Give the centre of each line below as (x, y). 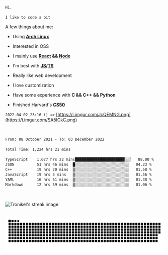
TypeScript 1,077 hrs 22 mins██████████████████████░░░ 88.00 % (80, 159)
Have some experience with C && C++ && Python (64, 95)
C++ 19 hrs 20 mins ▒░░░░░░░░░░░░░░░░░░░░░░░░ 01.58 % (78, 169)
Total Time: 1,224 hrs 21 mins (38, 149)
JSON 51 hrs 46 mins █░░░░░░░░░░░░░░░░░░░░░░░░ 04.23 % (78, 164)
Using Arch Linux (31, 36)
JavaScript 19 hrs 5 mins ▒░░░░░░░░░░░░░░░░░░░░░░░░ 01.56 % (78, 175)
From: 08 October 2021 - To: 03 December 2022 (55, 139)
